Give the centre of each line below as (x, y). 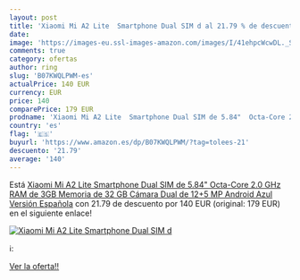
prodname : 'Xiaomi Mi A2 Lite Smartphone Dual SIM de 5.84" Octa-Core (147, 117)
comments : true (37, 51)
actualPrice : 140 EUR (50, 84)
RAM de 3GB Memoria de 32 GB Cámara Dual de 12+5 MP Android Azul (141, 194)
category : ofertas (43, 59)
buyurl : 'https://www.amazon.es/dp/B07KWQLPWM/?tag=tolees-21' (129, 142)
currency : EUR (36, 92)
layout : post (33, 17)
